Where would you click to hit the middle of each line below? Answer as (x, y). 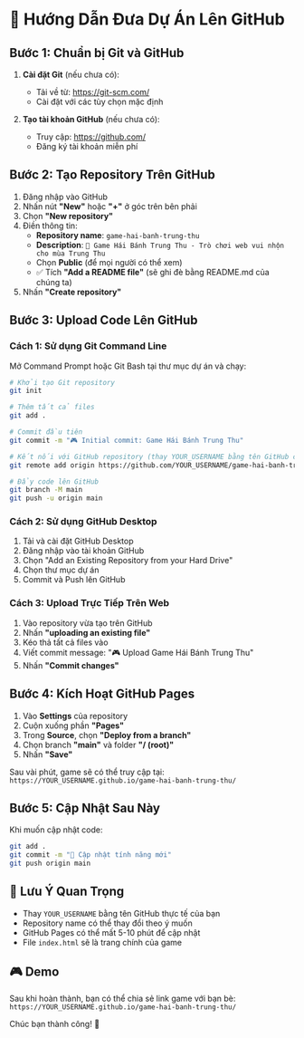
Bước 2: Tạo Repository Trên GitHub (112, 175)
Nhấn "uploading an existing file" (86, 632)
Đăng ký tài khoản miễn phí (87, 146)
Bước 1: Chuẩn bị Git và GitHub (97, 53)
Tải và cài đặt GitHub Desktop (78, 541)
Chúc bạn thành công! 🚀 (55, 1024)
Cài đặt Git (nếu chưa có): (71, 74)
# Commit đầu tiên (46, 432)
